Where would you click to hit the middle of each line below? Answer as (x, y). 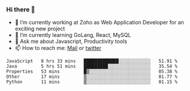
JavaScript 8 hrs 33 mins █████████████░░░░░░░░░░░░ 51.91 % (92, 61)
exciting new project (40, 29)
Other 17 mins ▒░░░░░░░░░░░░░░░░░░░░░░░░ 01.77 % (92, 77)
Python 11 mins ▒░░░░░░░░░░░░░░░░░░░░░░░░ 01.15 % (92, 82)
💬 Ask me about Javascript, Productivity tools (71, 42)
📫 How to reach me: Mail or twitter (58, 48)
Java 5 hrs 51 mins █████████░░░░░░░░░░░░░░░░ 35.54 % (92, 67)
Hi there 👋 (21, 10)
